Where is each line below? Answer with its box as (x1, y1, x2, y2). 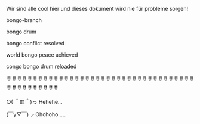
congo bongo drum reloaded (6, 63, 77, 70)
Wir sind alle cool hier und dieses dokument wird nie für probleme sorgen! (6, 5, 189, 12)
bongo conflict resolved (6, 40, 65, 46)
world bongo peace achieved (6, 51, 78, 58)
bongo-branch (6, 17, 42, 23)
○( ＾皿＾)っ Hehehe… (6, 98, 63, 105)
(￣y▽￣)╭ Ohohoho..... (6, 111, 66, 118)
